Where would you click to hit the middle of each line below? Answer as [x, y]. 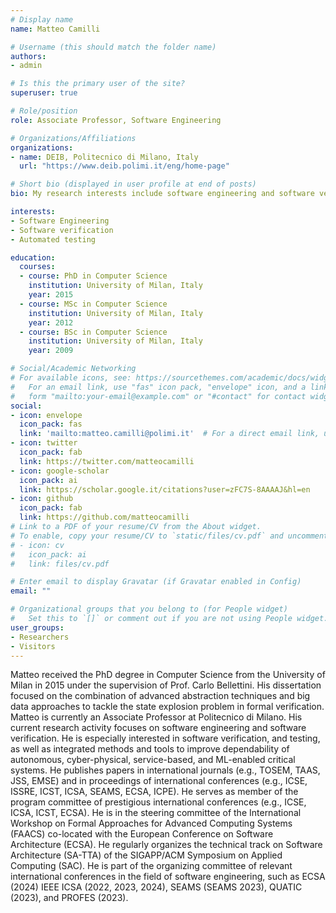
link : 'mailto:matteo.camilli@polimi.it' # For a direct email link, [169, 434]
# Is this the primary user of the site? [98, 84]
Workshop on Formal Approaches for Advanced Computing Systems [151, 823]
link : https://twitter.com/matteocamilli [107, 461]
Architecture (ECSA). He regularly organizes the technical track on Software [166, 845]
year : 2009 [51, 351]
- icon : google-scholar [60, 471]
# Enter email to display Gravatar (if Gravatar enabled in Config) [156, 582]
